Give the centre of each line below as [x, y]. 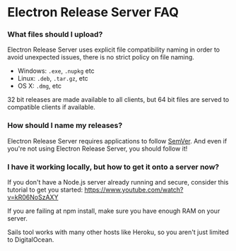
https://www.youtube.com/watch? [134, 190]
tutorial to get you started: [45, 190]
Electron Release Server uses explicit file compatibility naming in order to [114, 49]
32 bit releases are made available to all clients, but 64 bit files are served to [118, 100]
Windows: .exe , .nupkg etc [56, 71]
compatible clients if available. [51, 107]
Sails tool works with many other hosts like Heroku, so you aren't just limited [118, 232]
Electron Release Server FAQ [93, 12]
